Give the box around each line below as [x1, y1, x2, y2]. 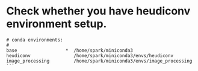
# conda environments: [6, 37, 63, 43]
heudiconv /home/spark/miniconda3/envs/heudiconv [6, 52, 173, 58]
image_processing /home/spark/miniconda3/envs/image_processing [6, 58, 193, 64]
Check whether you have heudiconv [6, 4, 191, 18]
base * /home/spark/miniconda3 [6, 47, 134, 54]
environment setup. [6, 17, 107, 31]
